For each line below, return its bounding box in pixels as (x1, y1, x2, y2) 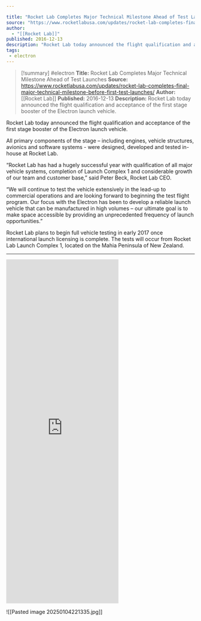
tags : (6, 47, 20, 54)
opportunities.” (6, 217, 43, 224)
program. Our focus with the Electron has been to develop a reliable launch (6, 198, 191, 205)
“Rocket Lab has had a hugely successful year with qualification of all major (6, 161, 193, 168)
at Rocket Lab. (23, 150, 59, 157)
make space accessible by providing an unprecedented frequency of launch (6, 211, 194, 218)
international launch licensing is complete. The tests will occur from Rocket (6, 235, 191, 242)
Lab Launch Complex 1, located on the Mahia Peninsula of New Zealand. (6, 242, 184, 249)
